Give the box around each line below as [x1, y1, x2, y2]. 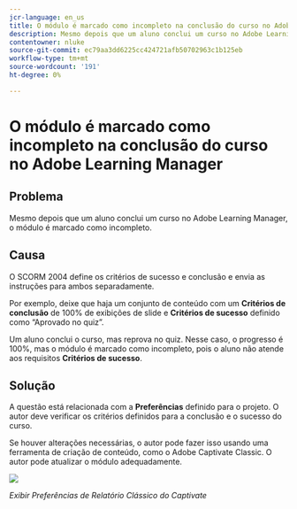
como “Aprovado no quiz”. [9, 316, 104, 328]
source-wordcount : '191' [9, 63, 101, 72]
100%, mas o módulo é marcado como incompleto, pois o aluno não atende [9, 343, 285, 354]
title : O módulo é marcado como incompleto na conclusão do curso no [9, 21, 271, 30]
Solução [9, 378, 56, 393]
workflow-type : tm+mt [9, 54, 89, 63]
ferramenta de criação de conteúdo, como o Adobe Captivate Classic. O [9, 447, 272, 458]
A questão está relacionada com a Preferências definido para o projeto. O [9, 402, 279, 413]
